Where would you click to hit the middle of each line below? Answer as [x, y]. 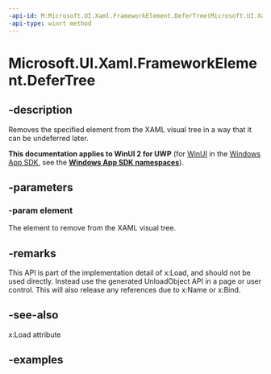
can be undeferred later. [48, 138]
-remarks [32, 253]
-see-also [33, 315]
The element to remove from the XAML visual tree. [92, 228]
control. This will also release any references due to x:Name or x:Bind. [125, 290]
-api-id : [23, 16]
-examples [36, 360]
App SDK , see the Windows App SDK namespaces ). [96, 162]
